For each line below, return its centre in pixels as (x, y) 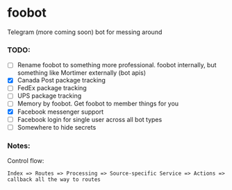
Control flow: (26, 161)
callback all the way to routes (54, 180)
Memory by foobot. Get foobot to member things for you (98, 104)
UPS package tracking (49, 96)
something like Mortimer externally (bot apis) (81, 73)
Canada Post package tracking (61, 80)
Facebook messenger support (60, 112)
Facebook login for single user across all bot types (90, 119)
